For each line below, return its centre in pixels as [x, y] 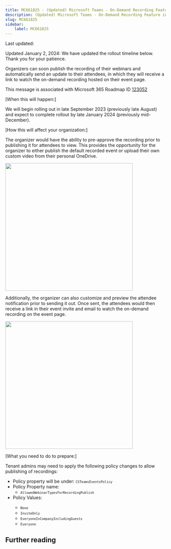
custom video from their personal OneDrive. [51, 156]
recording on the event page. [36, 314]
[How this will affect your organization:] [47, 130]
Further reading [31, 540]
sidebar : [15, 24]
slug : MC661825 [21, 19]
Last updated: [20, 43]
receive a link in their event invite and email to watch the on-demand [77, 309]
